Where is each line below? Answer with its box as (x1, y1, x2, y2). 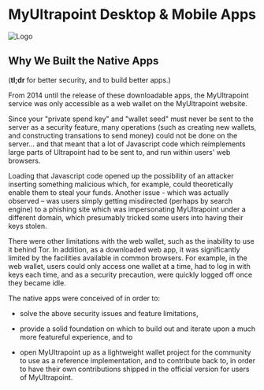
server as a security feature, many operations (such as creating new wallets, (8, 122, 257, 131)
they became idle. (8, 278, 67, 288)
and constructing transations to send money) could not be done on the (8, 131, 238, 140)
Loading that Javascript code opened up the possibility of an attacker (8, 171, 234, 180)
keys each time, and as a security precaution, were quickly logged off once (8, 270, 253, 279)
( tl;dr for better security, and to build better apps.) (8, 75, 171, 84)
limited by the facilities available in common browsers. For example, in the (8, 253, 248, 263)
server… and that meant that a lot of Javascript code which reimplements (8, 139, 246, 149)
